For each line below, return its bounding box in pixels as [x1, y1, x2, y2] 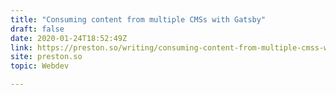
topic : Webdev [10, 61, 70, 71]
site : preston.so [10, 52, 83, 62]
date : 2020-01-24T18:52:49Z [10, 33, 128, 43]
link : [10, 42, 33, 53]
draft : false [10, 24, 65, 34]
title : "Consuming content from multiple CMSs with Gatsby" [10, 14, 267, 25]
